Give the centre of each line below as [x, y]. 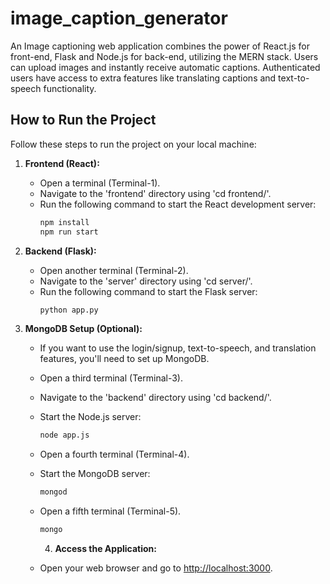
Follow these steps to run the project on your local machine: [133, 144]
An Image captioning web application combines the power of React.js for [160, 46]
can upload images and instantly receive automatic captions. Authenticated [165, 67]
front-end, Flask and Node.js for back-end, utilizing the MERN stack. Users [164, 56]
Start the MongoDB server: [95, 474]
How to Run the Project [83, 120]
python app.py [69, 310]
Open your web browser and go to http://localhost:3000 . [156, 568]
